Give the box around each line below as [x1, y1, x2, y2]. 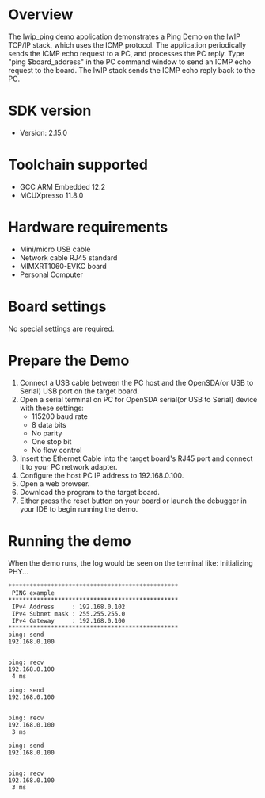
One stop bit [31, 436, 72, 446]
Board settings [8, 297, 107, 315]
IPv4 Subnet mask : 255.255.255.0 [11, 609, 126, 618]
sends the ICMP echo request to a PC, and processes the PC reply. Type [8, 48, 245, 58]
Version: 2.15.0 [19, 128, 68, 137]
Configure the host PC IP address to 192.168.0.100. [19, 470, 184, 480]
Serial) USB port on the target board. [19, 386, 140, 396]
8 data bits [31, 420, 66, 429]
